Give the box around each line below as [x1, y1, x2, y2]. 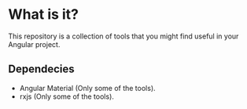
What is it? [8, 5, 79, 24]
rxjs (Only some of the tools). [19, 92, 114, 101]
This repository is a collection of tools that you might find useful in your [8, 31, 239, 41]
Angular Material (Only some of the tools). [19, 83, 156, 93]
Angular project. [8, 39, 61, 49]
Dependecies [8, 63, 75, 76]
